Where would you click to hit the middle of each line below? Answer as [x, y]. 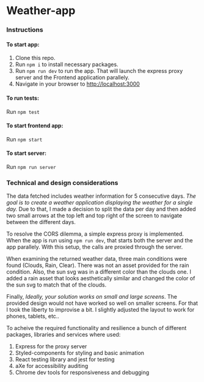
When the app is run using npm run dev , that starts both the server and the [100, 241]
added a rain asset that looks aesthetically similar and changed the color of [101, 279]
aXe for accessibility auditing [52, 366]
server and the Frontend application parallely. [72, 78]
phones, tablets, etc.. [33, 316]
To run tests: [23, 98]
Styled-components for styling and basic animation [80, 353]
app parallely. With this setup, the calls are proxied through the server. [95, 247]
